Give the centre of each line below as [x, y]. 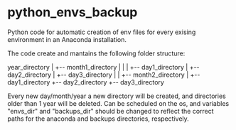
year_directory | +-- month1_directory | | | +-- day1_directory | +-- [104, 67]
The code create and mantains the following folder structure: [96, 53]
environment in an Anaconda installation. [67, 39]
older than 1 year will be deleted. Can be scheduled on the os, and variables [118, 103]
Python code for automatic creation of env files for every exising [102, 32]
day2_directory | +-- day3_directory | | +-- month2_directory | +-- [104, 75]
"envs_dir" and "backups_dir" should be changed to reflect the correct [111, 111]
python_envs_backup [73, 12]
